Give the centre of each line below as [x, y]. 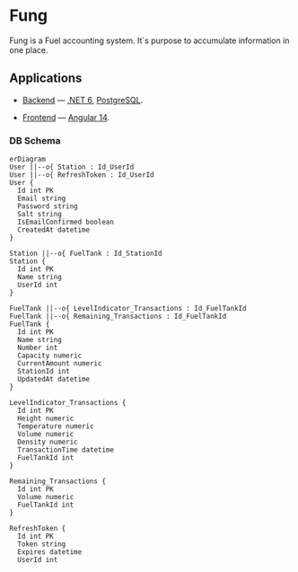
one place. [29, 49]
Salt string [40, 215]
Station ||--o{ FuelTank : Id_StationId [86, 254]
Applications [46, 79]
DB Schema [35, 140]
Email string [42, 198]
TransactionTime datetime [66, 450]
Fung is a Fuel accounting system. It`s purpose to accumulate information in [149, 40]
